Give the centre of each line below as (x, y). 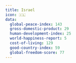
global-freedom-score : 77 (37, 52)
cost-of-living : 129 (31, 43)
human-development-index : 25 (41, 34)
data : (11, 19)
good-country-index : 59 (35, 48)
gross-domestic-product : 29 (40, 29)
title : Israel (20, 10)
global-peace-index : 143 (36, 24)
